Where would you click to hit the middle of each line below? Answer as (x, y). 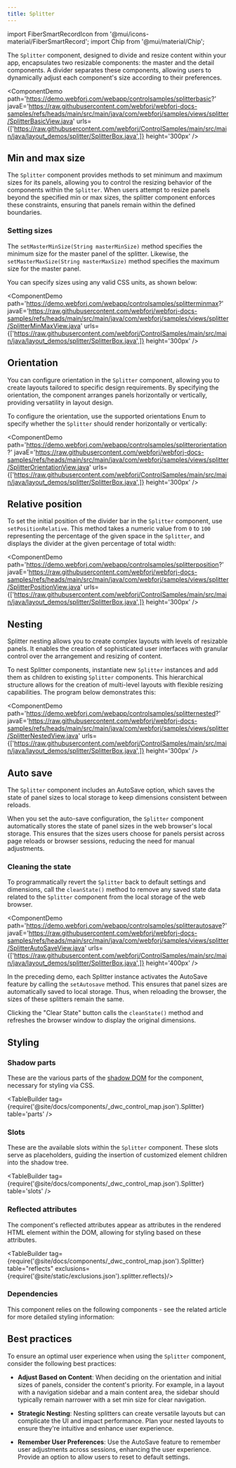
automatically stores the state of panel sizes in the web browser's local (110, 826)
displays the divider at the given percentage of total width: (92, 544)
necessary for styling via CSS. (51, 1085)
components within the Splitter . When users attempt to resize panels (109, 190)
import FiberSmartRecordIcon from (58, 34)
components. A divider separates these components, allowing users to (110, 70)
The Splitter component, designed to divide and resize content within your (117, 55)
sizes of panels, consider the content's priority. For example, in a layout (121, 1384)
